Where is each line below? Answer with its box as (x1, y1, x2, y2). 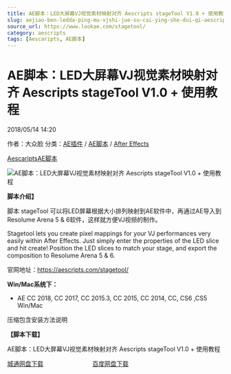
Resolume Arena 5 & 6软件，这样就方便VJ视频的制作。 (7, 215, 162, 224)
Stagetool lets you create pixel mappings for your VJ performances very (7, 229, 211, 238)
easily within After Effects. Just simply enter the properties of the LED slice (7, 237, 219, 245)
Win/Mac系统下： (7, 280, 58, 288)
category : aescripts (7, 29, 67, 37)
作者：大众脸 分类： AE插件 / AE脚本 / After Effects (7, 139, 149, 148)
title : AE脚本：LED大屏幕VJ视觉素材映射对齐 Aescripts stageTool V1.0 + (7, 10, 205, 17)
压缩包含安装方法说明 (7, 315, 67, 324)
